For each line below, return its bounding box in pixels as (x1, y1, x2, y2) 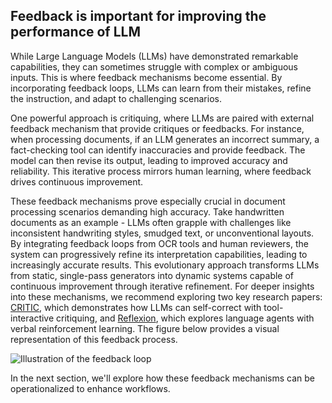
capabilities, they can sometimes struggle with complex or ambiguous (10, 60, 298, 73)
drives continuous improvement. (10, 175, 144, 188)
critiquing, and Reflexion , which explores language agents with (56, 312, 315, 324)
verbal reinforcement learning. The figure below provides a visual (10, 322, 280, 334)
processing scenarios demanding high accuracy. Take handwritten (10, 205, 285, 218)
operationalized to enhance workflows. (10, 382, 171, 394)
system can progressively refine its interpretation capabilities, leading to (10, 248, 308, 260)
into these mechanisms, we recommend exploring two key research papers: (10, 290, 323, 303)
